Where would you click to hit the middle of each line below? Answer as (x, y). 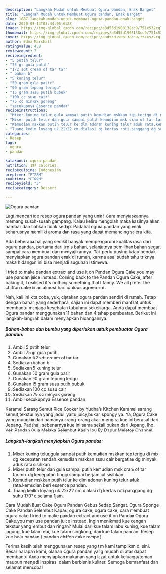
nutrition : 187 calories (31, 165)
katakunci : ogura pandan (31, 161)
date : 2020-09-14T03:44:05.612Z (39, 23)
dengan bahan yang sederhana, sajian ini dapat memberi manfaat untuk (79, 302)
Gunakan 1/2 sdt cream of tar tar (46, 358)
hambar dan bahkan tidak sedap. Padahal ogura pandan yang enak (74, 226)
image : (12, 28)
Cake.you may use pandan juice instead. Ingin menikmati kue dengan (76, 521)
